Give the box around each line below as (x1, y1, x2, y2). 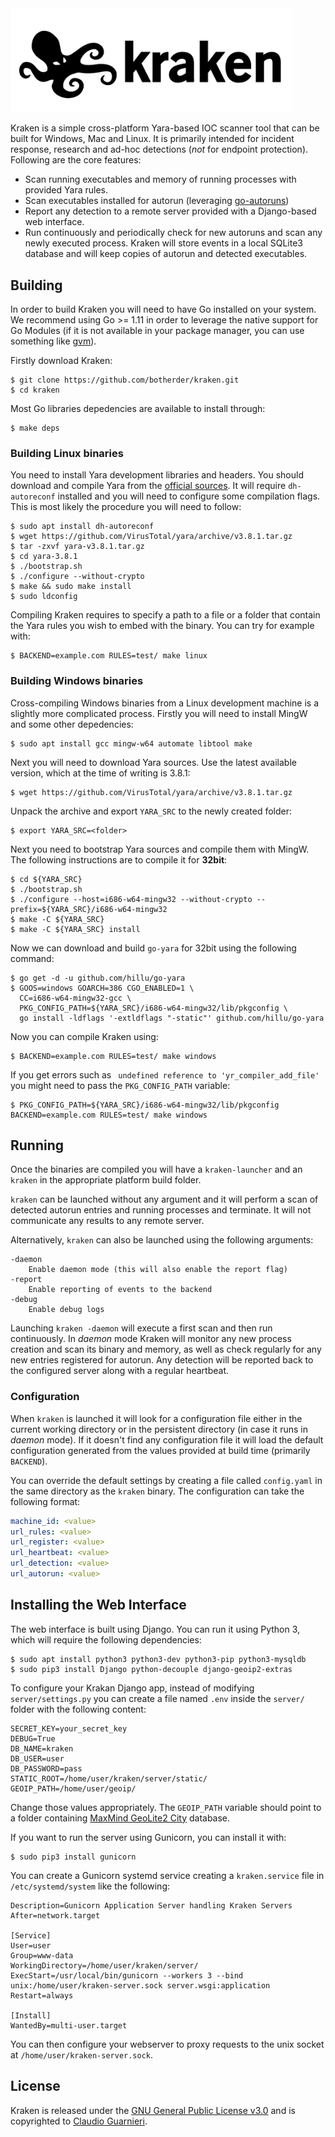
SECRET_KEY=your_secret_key (10, 1723, 128, 1734)
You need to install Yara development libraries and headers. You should (10, 469, 304, 481)
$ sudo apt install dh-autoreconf (10, 522, 155, 532)
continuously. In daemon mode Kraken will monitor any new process (10, 1333, 292, 1345)
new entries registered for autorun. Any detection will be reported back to (10, 1354, 314, 1366)
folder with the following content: (10, 1703, 147, 1715)
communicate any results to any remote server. (10, 1215, 205, 1227)
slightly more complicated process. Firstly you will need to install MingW (10, 707, 308, 719)
